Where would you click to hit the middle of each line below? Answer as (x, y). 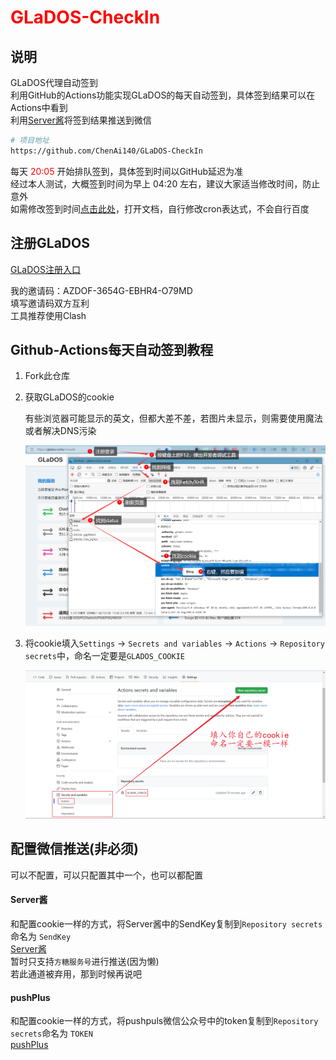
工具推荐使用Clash (48, 315)
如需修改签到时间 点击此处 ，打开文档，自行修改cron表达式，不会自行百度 (160, 208)
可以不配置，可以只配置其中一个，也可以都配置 (106, 875)
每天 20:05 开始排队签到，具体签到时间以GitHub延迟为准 (127, 171)
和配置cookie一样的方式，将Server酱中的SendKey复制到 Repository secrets (166, 924)
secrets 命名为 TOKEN (51, 1033)
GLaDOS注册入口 (46, 269)
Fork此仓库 (47, 376)
